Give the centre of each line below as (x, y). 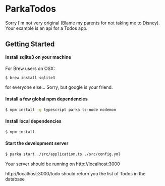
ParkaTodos (31, 9)
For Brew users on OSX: (30, 68)
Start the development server (37, 143)
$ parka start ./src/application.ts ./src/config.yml (63, 154)
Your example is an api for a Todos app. (46, 28)
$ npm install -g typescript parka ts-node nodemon (61, 109)
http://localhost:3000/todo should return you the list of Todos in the (75, 173)
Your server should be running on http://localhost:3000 (63, 164)
